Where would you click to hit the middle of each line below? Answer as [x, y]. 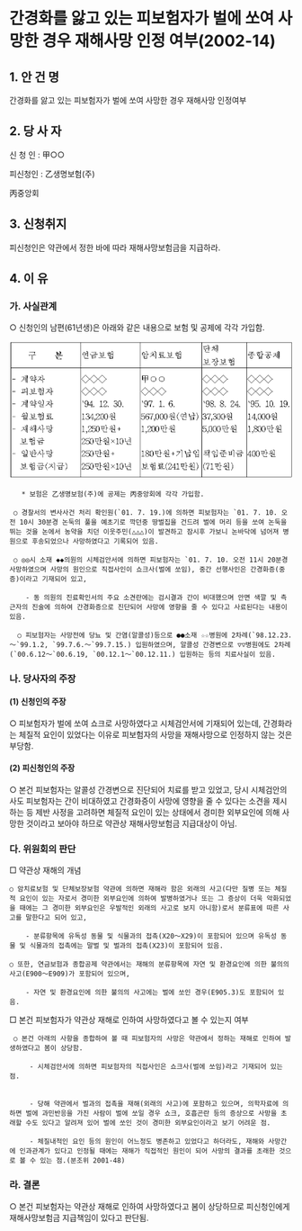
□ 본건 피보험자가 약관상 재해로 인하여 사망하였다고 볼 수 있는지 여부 [129, 1020]
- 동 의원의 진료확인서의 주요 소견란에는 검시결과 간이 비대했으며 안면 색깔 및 [151, 598]
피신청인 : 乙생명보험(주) [53, 174]
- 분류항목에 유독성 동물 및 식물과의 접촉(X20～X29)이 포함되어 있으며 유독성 [151, 937]
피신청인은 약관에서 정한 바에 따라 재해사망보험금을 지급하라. [115, 247]
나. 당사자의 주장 [43, 678]
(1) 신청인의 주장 [38, 702]
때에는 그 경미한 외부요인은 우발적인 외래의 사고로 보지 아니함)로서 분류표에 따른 [149, 908]
